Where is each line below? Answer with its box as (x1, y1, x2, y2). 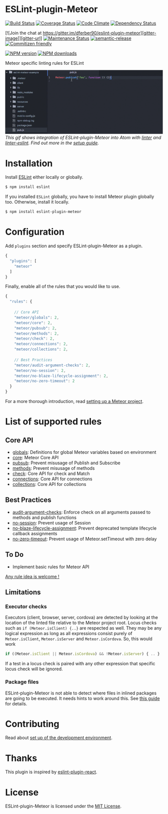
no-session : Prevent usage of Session (12, 520, 91, 526)
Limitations (5, 588, 41, 596)
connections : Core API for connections (12, 476, 92, 482)
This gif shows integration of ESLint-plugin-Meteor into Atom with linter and (5, 135, 161, 141)
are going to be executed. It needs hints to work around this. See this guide (5, 695, 160, 701)
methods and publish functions (12, 514, 76, 521)
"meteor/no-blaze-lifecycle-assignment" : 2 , (14, 373, 108, 378)
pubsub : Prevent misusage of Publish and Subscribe (12, 460, 121, 466)
